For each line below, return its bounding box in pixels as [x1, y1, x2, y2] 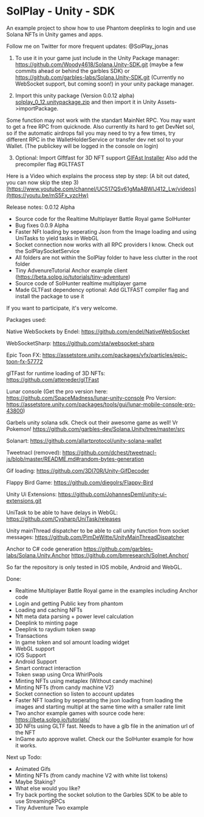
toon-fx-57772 [6, 358, 44, 365]
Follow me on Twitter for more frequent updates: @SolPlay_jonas [6, 42, 169, 50]
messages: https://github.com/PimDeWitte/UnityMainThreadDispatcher [6, 533, 185, 541]
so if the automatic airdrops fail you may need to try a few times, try [6, 129, 176, 137]
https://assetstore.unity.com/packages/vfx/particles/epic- [42, 351, 188, 359]
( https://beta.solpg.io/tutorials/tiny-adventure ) [15, 273, 131, 280]
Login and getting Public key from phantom [15, 600, 123, 607]
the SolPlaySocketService [15, 247, 80, 254]
